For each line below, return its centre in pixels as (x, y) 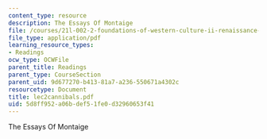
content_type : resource (48, 15)
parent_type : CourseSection (55, 75)
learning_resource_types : (51, 45)
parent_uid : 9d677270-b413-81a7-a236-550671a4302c (94, 82)
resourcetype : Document (48, 89)
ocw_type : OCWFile (39, 60)
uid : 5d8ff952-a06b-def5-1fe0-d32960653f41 (81, 104)
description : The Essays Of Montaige (71, 23)
